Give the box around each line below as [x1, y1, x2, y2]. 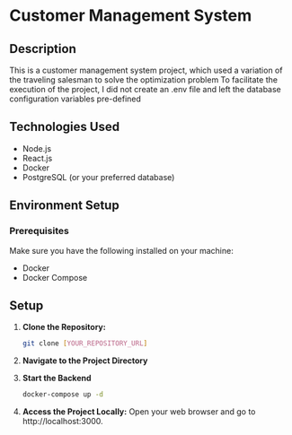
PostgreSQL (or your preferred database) [22, 171, 175, 182]
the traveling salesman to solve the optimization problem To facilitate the [9, 74, 279, 85]
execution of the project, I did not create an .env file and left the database [9, 84, 281, 94]
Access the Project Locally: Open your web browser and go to [22, 406, 256, 417]
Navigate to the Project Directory [22, 355, 148, 366]
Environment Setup [9, 198, 119, 213]
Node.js [22, 143, 52, 153]
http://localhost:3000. [22, 416, 103, 427]
